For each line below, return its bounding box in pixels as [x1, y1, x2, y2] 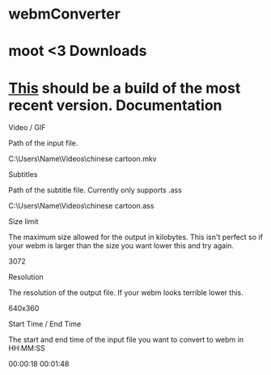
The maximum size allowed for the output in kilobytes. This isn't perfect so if [8, 232, 263, 242]
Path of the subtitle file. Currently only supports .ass [8, 185, 182, 195]
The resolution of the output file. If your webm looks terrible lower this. [8, 288, 244, 297]
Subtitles [8, 170, 38, 179]
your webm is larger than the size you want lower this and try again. [8, 241, 235, 251]
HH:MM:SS [8, 343, 46, 353]
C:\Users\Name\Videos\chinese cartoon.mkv [8, 154, 157, 164]
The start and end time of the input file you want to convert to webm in [8, 335, 244, 344]
